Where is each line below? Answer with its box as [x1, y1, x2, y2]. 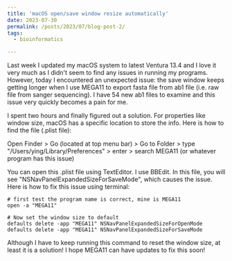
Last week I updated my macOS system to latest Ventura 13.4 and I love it [7, 61, 217, 69]
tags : [7, 29, 23, 37]
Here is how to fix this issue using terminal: [7, 183, 130, 191]
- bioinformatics [13, 36, 64, 43]
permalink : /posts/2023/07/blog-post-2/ [7, 23, 126, 30]
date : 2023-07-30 [7, 17, 57, 24]
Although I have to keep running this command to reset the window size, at [7, 239, 221, 247]
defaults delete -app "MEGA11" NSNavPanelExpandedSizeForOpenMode [7, 220, 203, 228]
